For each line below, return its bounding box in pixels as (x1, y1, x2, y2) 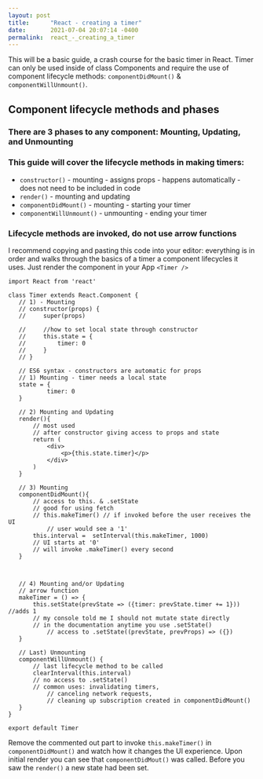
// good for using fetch (32, 504, 114, 513)
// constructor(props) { (18, 305, 100, 313)
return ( (32, 436, 61, 444)
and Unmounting (8, 136, 74, 147)
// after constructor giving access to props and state (32, 429, 220, 437)
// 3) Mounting (18, 484, 68, 492)
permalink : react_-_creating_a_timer (8, 33, 135, 42)
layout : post (8, 11, 51, 20)
